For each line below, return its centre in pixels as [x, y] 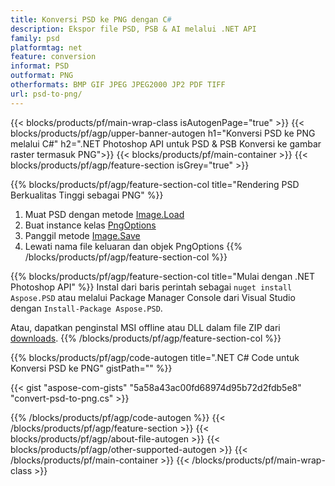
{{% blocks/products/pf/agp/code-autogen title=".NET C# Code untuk [155, 357]
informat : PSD [40, 66]
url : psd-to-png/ [46, 94]
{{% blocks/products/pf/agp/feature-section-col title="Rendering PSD [155, 184]
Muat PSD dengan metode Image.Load [104, 214]
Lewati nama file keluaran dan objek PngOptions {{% [133, 246]
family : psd [35, 38]
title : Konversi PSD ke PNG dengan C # [91, 19]
